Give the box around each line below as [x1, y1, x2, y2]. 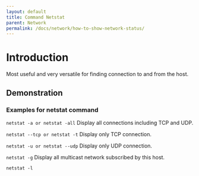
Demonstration [6, 87, 64, 98]
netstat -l [6, 165, 33, 171]
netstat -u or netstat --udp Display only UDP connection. [6, 142, 153, 149]
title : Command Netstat [6, 14, 65, 20]
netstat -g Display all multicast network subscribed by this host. [6, 153, 165, 161]
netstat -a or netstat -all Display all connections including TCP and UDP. [6, 119, 194, 126]
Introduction [6, 51, 69, 64]
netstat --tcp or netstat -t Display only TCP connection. [6, 130, 151, 137]
